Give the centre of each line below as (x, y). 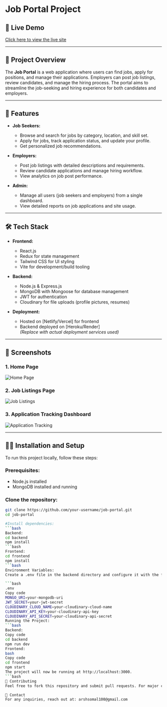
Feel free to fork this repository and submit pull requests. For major (82, 686)
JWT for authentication (43, 297)
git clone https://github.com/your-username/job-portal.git (69, 510)
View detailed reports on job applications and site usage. (78, 206)
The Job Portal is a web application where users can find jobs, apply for (79, 72)
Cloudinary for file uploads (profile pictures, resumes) (75, 302)
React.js (28, 251)
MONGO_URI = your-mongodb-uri (34, 598)
